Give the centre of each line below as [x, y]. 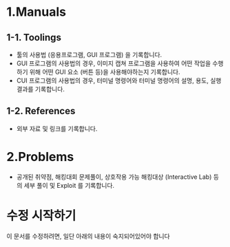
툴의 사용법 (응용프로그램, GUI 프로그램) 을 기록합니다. [89, 55]
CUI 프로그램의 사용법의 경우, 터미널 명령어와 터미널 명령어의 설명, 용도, [113, 80]
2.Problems [40, 157]
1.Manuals [36, 12]
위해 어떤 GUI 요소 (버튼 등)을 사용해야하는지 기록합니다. [105, 72]
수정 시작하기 [41, 216]
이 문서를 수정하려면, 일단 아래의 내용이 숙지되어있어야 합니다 [88, 236]
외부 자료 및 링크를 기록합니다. [57, 129]
